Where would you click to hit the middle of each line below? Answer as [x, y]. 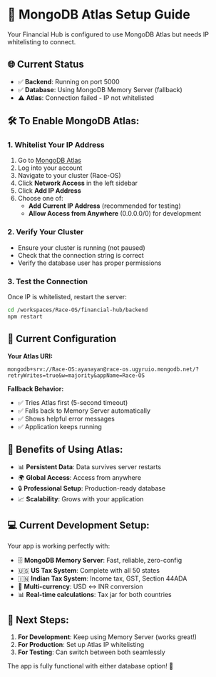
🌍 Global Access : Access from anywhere [79, 478]
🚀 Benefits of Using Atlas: [65, 449]
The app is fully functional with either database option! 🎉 [90, 666]
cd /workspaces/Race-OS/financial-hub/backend [78, 310]
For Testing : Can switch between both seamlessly [91, 652]
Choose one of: [40, 199]
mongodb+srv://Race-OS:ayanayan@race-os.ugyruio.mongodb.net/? [103, 369]
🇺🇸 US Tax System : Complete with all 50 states [89, 571]
